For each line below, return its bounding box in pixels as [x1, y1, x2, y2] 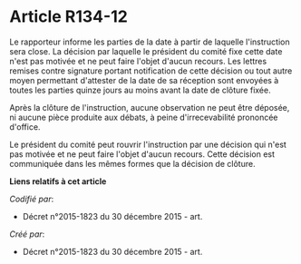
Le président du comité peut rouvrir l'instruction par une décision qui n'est [9, 139, 287, 150]
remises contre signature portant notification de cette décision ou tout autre [9, 65, 293, 76]
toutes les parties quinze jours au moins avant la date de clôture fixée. [9, 84, 271, 95]
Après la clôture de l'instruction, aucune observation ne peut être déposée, [9, 102, 290, 112]
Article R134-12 [9, 6, 129, 27]
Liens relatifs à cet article [9, 175, 107, 187]
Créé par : [9, 229, 45, 240]
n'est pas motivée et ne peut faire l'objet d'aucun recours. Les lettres [9, 55, 267, 66]
